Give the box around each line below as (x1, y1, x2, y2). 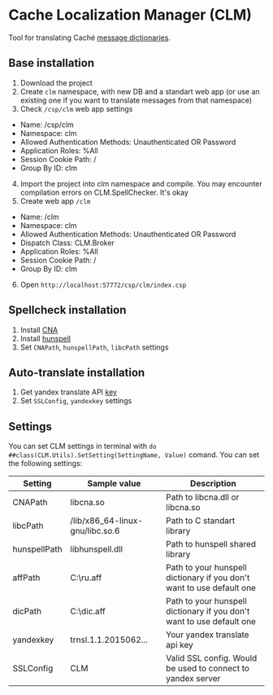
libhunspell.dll (70, 543, 123, 555)
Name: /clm (19, 212, 59, 222)
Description (189, 478, 237, 490)
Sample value (87, 478, 141, 490)
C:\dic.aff (70, 605, 106, 617)
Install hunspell (19, 333, 71, 343)
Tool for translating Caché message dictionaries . (8, 33, 171, 42)
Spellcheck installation (8, 303, 127, 317)
